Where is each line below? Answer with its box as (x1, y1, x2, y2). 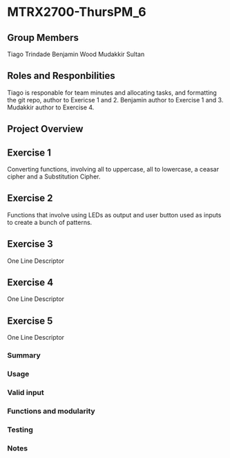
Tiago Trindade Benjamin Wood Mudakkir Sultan (7, 50, 145, 58)
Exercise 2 (7, 192, 53, 204)
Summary (7, 351, 41, 360)
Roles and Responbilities (7, 70, 115, 82)
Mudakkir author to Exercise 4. (7, 103, 95, 111)
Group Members (7, 32, 79, 44)
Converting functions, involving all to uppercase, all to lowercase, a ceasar (7, 165, 220, 174)
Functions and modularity (7, 406, 95, 416)
